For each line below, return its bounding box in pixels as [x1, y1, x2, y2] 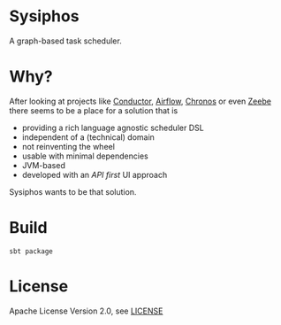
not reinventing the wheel [21, 141, 115, 151]
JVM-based [21, 159, 66, 170]
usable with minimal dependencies [21, 151, 148, 161]
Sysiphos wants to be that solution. [9, 186, 137, 197]
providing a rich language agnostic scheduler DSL [21, 122, 205, 133]
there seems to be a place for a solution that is [9, 104, 178, 116]
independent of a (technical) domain [21, 131, 155, 143]
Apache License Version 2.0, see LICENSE [9, 306, 163, 316]
